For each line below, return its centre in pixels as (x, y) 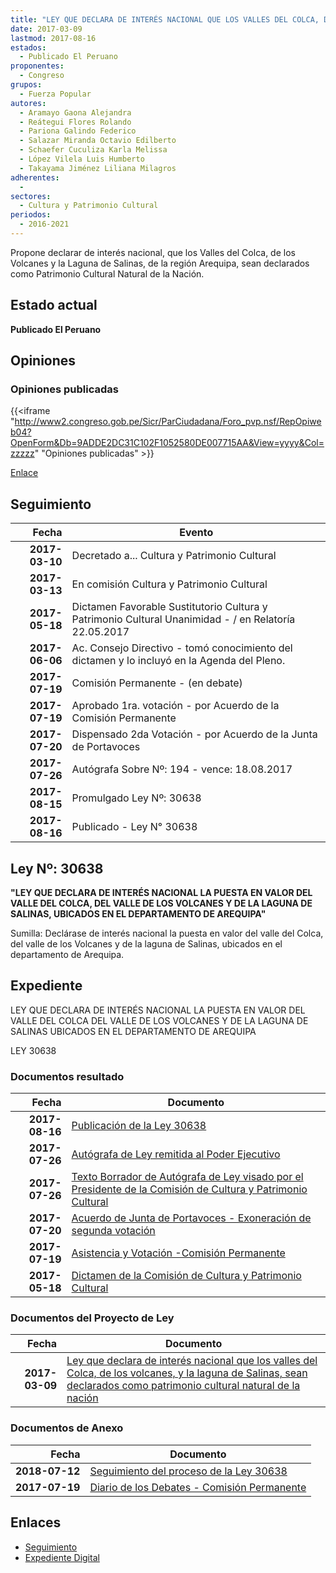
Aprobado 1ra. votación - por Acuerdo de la (175, 706)
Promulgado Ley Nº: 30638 (136, 798)
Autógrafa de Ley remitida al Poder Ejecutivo (176, 1154)
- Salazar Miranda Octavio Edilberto (98, 141)
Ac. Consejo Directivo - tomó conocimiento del (182, 648)
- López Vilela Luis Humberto (82, 159)
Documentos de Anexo (67, 1428)
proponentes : (37, 66)
